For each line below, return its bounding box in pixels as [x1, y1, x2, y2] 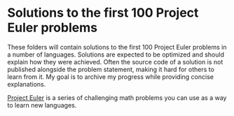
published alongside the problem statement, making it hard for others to [7, 65, 215, 73]
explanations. [7, 80, 46, 88]
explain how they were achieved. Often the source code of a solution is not [7, 57, 223, 66]
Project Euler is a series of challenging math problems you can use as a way [7, 93, 227, 102]
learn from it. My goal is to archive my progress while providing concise [7, 72, 214, 81]
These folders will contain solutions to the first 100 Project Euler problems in [7, 43, 227, 51]
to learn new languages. [7, 101, 77, 109]
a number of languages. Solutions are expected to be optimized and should [7, 50, 224, 59]
